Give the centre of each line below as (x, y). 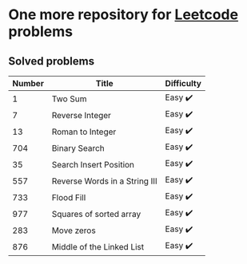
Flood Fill (69, 197)
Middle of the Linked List (98, 246)
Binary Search (78, 148)
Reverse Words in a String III (104, 181)
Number (28, 83)
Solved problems (51, 61)
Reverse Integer (82, 115)
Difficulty (183, 83)
